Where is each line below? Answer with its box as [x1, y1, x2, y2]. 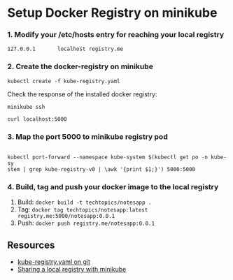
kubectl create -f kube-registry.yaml [7, 78, 120, 84]
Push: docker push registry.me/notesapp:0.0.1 [17, 219, 155, 228]
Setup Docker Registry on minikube [7, 5, 218, 21]
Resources [7, 239, 55, 251]
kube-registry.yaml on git [17, 258, 91, 266]
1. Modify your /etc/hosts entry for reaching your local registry [7, 30, 225, 40]
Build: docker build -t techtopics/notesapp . [17, 198, 152, 207]
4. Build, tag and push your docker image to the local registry [7, 182, 219, 191]
